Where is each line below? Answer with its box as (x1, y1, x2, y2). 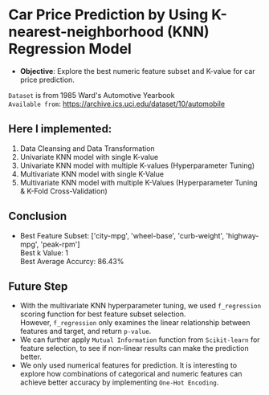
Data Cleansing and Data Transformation (19, 143, 155, 153)
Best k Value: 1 (19, 247, 68, 258)
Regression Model (8, 40, 132, 58)
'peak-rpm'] (40, 239, 80, 249)
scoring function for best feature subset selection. (19, 309, 186, 319)
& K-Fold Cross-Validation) (19, 186, 108, 196)
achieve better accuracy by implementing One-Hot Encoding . (19, 377, 219, 387)
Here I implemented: (8, 122, 112, 136)
